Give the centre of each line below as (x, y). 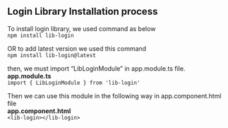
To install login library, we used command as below (82, 28)
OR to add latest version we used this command (77, 48)
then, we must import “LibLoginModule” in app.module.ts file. (96, 68)
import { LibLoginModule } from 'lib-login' (74, 83)
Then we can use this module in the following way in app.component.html (114, 95)
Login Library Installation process (83, 12)
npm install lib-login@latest (52, 55)
